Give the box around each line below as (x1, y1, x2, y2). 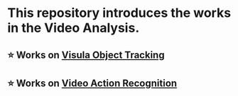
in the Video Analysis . (7, 20, 140, 36)
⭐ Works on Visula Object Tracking (7, 49, 165, 61)
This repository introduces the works (7, 5, 232, 21)
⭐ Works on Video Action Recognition (7, 77, 178, 89)
